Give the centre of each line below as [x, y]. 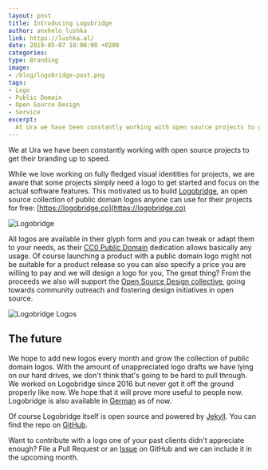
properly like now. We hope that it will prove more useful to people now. [126, 392]
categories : [28, 53]
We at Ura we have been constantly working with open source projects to [129, 149]
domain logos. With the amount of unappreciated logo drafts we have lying [131, 366]
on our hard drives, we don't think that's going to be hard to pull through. [128, 375]
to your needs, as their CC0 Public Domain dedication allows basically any [130, 247]
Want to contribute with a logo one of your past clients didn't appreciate [126, 440]
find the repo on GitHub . [48, 424]
